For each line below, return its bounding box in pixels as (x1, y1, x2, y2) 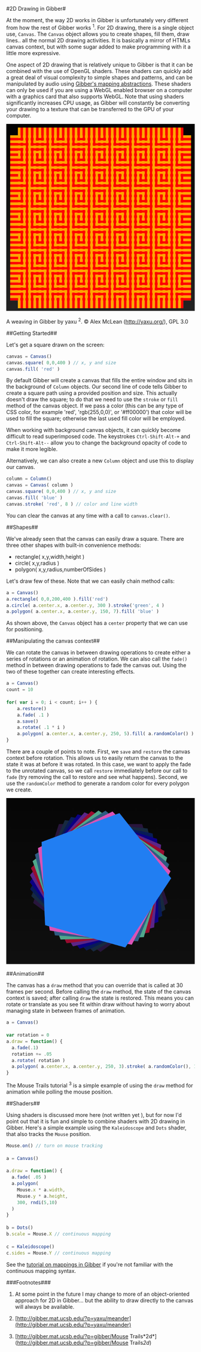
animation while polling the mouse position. (6, 1088, 113, 1095)
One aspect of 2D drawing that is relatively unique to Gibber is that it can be (6, 61, 193, 68)
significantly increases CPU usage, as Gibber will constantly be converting (6, 99, 190, 106)
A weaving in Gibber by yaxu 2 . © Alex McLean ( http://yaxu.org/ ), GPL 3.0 (6, 317, 188, 325)
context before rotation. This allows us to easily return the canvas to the (6, 754, 184, 762)
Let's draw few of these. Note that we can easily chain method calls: (6, 577, 175, 584)
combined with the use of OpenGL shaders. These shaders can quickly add (6, 67, 193, 74)
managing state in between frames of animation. (6, 1007, 126, 1015)
